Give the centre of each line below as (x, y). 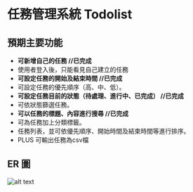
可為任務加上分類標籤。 (51, 122)
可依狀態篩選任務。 (45, 105)
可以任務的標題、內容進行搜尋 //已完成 (73, 114)
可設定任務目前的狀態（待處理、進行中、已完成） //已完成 (100, 96)
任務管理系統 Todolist (70, 14)
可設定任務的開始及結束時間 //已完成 (70, 78)
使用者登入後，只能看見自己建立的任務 (73, 70)
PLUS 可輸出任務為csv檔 (53, 140)
